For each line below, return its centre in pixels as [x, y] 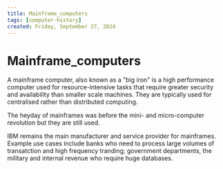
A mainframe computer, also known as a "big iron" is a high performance [111, 80]
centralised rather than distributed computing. [72, 102]
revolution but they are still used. [54, 123]
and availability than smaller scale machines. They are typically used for [109, 95]
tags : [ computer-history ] [44, 20]
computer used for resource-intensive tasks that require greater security [110, 87]
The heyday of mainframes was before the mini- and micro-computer [106, 116]
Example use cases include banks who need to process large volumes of [111, 143]
